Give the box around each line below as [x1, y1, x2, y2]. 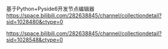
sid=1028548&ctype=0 [6, 36, 63, 43]
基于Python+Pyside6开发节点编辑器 [6, 5, 95, 12]
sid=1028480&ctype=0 [6, 19, 64, 25]
